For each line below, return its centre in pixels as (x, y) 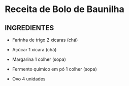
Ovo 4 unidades (29, 79)
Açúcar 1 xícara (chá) (34, 50)
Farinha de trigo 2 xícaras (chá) (45, 40)
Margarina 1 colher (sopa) (39, 59)
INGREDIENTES (29, 28)
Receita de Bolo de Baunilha (65, 9)
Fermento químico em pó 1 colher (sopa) (54, 69)
